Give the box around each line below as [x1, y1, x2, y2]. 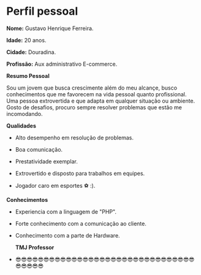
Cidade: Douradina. [6, 48, 56, 56]
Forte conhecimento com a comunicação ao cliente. [15, 220, 147, 227]
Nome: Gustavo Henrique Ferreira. [6, 25, 94, 32]
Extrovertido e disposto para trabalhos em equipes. [15, 169, 145, 177]
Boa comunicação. [15, 145, 63, 153]
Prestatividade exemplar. [15, 158, 78, 165]
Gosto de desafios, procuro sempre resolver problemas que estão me [6, 103, 182, 111]
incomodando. [6, 110, 43, 117]
